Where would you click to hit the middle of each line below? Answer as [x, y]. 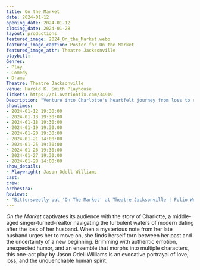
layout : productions [32, 34]
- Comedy [17, 73]
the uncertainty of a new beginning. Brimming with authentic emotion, [92, 242]
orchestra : [20, 189]
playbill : [18, 56]
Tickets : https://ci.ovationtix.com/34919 [60, 95]
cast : [13, 178]
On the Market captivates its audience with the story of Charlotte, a [89, 216]
